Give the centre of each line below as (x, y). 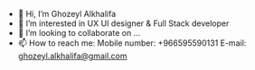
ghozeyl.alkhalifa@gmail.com (73, 56)
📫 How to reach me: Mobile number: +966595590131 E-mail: (132, 43)
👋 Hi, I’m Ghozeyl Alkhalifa (67, 14)
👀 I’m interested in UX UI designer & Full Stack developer (123, 23)
